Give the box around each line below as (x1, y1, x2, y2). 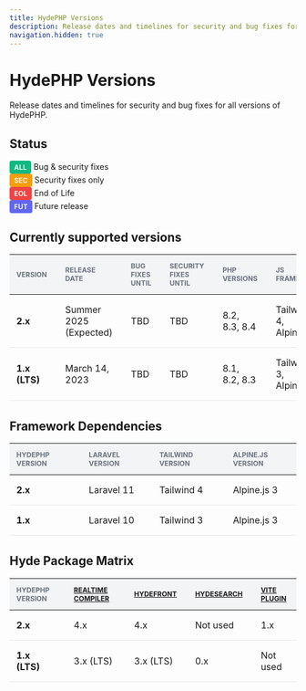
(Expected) (65, 326, 114, 339)
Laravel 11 (88, 484, 135, 497)
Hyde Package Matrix (9, 553, 134, 569)
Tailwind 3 (158, 514, 203, 527)
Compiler (73, 593, 110, 603)
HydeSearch (194, 590, 243, 599)
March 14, (65, 361, 109, 374)
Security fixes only (34, 174, 105, 185)
